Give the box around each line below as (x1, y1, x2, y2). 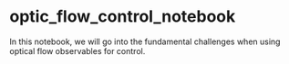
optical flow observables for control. (9, 45, 146, 56)
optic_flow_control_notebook (9, 6, 236, 27)
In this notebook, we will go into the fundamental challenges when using (9, 36, 281, 47)
